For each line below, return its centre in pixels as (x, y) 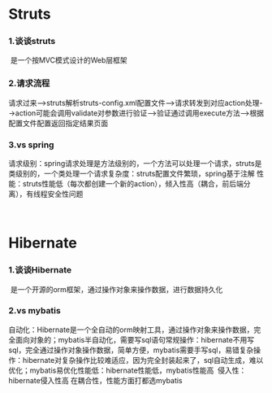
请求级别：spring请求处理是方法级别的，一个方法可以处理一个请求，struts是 (135, 164)
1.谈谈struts (32, 41)
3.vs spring (31, 145)
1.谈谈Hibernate (40, 270)
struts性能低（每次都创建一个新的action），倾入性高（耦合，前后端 (133, 184)
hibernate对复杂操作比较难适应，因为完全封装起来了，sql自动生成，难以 (143, 360)
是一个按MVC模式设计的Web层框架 (69, 60)
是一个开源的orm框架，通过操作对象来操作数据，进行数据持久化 (117, 289)
